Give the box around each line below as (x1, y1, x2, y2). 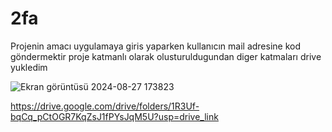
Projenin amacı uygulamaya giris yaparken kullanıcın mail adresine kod (10, 40, 302, 52)
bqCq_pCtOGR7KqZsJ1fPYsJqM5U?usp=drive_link (10, 110, 219, 122)
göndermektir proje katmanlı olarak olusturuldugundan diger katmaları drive (10, 50, 322, 62)
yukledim (10, 61, 48, 73)
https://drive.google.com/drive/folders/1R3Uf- (10, 100, 200, 112)
